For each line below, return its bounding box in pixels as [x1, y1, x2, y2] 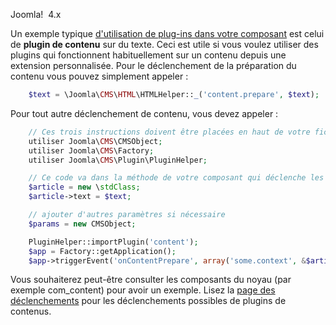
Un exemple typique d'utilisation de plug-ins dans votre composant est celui [10, 28, 325, 39]
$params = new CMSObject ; [28, 219, 137, 229]
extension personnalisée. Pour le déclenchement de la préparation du [10, 60, 297, 71]
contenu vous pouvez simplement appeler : [10, 70, 189, 82]
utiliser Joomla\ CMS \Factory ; [28, 145, 155, 156]
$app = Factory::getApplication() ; [28, 246, 177, 256]
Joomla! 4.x [10, 9, 62, 20]
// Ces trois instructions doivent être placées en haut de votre [28, 127, 311, 137]
